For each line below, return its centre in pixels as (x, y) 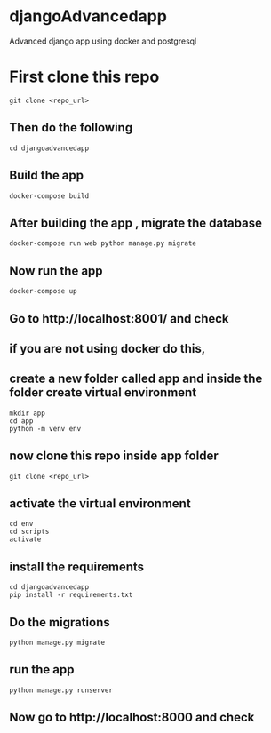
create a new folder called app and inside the (136, 379)
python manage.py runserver (61, 690)
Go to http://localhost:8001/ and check (119, 319)
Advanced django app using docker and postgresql (103, 41)
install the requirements (77, 566)
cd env (21, 524)
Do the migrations (60, 622)
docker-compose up (43, 291)
